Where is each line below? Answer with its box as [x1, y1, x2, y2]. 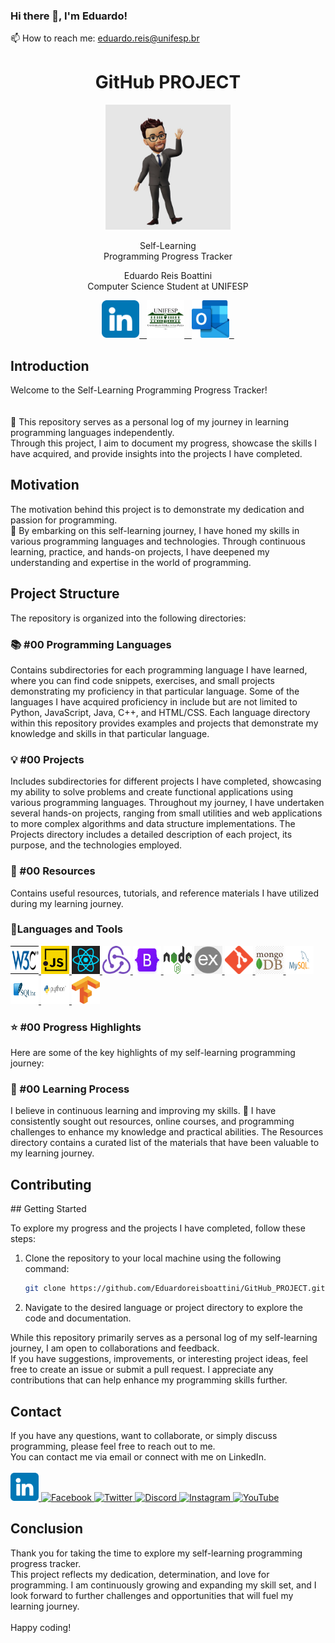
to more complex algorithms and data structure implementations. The [10, 818, 296, 830]
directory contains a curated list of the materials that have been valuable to [10, 1137, 320, 1149]
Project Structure [10, 585, 120, 603]
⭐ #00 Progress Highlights [10, 1020, 142, 1034]
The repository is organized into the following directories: [10, 612, 247, 624]
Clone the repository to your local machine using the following [24, 1252, 282, 1264]
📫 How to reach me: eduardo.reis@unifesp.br [10, 32, 200, 44]
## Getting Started [10, 1203, 87, 1215]
